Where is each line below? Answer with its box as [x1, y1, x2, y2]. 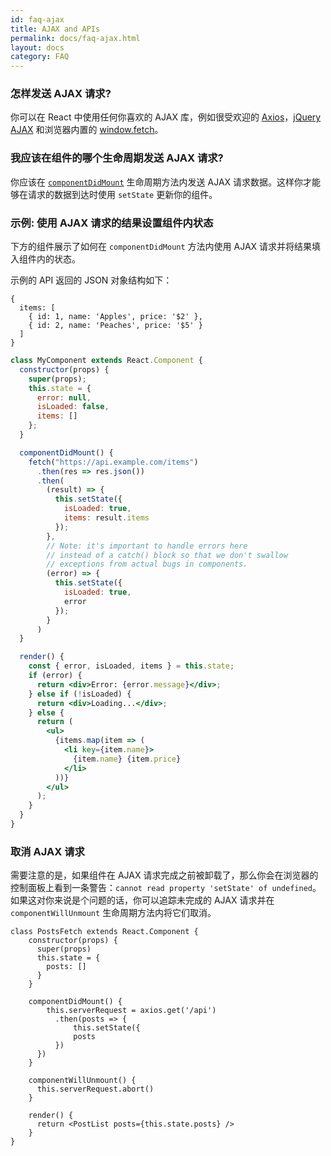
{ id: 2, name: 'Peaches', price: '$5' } [28, 321, 203, 331]
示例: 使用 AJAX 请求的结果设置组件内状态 [10, 216, 214, 230]
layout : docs [10, 42, 65, 53]
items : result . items [63, 513, 150, 523]
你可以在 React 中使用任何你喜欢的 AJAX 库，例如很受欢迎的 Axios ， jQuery [10, 111, 322, 123]
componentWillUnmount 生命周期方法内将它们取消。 [10, 907, 217, 919]
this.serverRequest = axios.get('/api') [46, 1006, 217, 1016]
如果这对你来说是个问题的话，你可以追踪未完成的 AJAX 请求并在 [10, 894, 275, 906]
